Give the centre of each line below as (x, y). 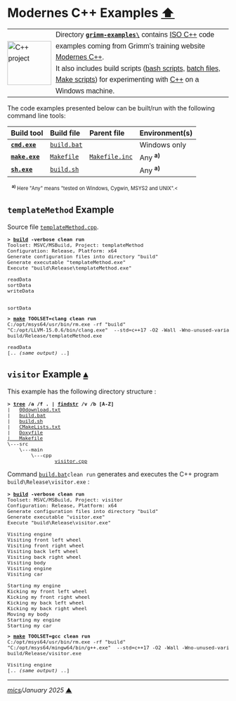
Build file (65, 133)
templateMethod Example (61, 210)
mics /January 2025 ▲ (40, 690)
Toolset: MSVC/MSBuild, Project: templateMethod (76, 245)
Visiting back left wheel (43, 551)
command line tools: (37, 115)
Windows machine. (85, 91)
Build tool (27, 133)
